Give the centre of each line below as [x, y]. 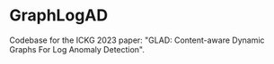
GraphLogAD [59, 16]
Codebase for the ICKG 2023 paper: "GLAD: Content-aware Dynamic [137, 40]
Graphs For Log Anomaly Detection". [77, 49]
